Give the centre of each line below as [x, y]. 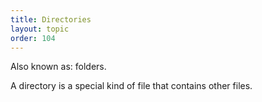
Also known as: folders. [58, 67]
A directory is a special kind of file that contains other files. [131, 86]
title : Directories [51, 19]
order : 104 [33, 38]
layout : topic [40, 29]
